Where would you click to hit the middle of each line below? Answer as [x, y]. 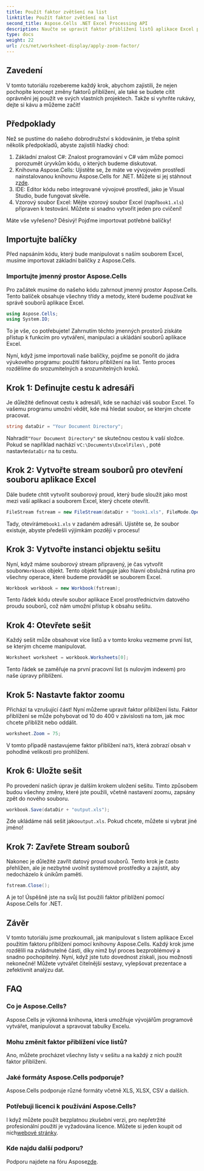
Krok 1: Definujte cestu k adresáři [70, 388]
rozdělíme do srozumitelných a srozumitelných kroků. [73, 368]
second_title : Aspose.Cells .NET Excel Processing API [77, 23]
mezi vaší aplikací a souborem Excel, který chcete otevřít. [78, 501]
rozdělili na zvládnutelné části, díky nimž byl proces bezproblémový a [93, 950]
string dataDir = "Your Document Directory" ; [65, 427]
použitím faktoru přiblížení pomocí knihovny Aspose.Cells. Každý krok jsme [100, 944]
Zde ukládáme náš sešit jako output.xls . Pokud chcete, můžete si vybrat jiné [102, 821]
